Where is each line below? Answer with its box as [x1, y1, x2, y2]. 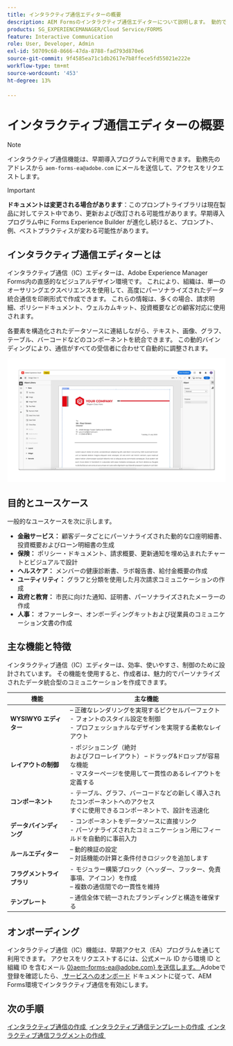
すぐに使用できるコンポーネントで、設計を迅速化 [69, 806, 209, 814]
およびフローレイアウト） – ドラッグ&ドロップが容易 [69, 752, 221, 760]
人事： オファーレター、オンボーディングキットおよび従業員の [17, 609, 196, 618]
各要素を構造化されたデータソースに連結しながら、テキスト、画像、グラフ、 [7, 327, 225, 335]
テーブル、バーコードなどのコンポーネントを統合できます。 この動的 [7, 335, 202, 344]
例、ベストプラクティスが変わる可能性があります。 [7, 226, 153, 235]
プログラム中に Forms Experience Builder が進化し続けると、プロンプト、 [7, 218, 217, 226]
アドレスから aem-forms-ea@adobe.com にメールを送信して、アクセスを [7, 164, 206, 172]
